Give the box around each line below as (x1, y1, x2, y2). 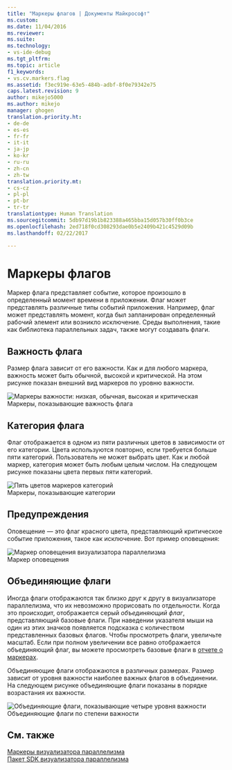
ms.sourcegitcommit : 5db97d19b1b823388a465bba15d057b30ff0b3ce (7, 217, 194, 224)
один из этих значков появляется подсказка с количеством (7, 623, 185, 632)
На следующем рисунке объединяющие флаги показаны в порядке (7, 681, 208, 689)
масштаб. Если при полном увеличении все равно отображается (7, 638, 201, 646)
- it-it (7, 140, 30, 147)
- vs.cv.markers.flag (7, 74, 70, 82)
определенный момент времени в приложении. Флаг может (7, 296, 187, 304)
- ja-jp (7, 146, 30, 153)
